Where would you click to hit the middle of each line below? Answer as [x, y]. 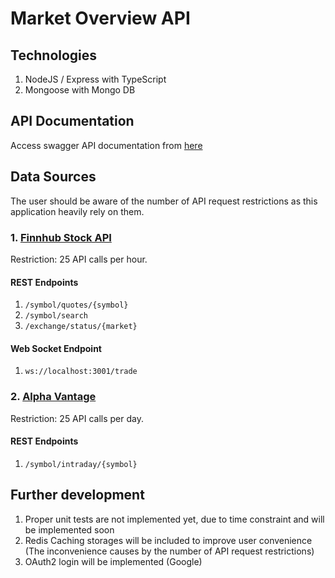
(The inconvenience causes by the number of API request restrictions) [169, 551]
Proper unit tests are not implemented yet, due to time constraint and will [174, 519]
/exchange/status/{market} [81, 327]
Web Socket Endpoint [56, 348]
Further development [77, 495]
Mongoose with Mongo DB [80, 90]
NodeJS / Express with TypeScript [95, 79]
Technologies [54, 55]
